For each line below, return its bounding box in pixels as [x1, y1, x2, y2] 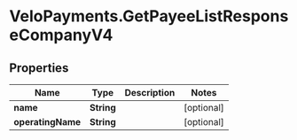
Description [124, 87, 176, 98]
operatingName [13, 116, 82, 128]
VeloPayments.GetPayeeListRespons [9, 6, 289, 27]
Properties [9, 60, 69, 75]
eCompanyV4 [9, 25, 113, 45]
